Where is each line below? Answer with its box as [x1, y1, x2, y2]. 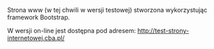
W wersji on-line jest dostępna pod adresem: [7, 27, 136, 35]
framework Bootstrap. [7, 13, 70, 21]
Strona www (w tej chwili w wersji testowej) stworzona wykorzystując [7, 6, 208, 14]
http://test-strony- [137, 27, 190, 35]
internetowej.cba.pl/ [7, 34, 65, 42]
